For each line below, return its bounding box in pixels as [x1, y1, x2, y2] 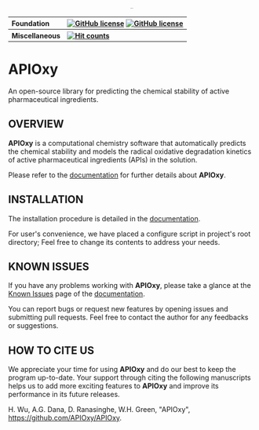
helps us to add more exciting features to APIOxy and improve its [8, 381, 219, 391]
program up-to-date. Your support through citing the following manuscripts [8, 373, 251, 382]
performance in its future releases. [8, 390, 120, 399]
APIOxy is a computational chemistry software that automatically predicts [8, 138, 246, 148]
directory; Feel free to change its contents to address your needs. [8, 237, 221, 246]
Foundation [11, 18, 50, 28]
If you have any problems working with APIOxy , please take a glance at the [8, 281, 251, 290]
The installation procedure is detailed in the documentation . [8, 213, 201, 223]
